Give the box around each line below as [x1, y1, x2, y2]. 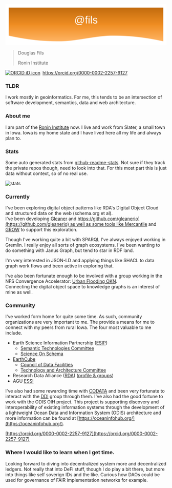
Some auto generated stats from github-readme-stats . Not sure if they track [5, 159, 165, 165]
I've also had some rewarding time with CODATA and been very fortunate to [5, 388, 165, 394]
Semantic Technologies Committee [20, 345, 95, 352]
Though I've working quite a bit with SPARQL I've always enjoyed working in [5, 237, 166, 243]
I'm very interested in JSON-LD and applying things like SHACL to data [5, 258, 155, 264]
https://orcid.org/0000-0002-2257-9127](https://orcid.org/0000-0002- [7, 431, 158, 437]
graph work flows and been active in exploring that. [5, 263, 114, 269]
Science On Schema [20, 350, 63, 357]
